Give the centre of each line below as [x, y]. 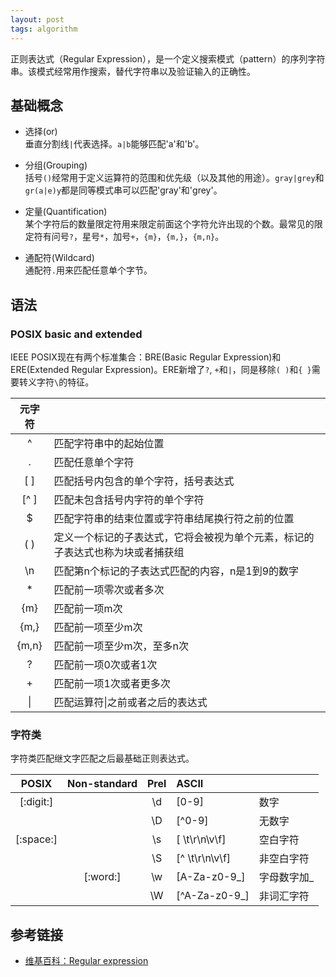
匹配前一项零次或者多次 [109, 589]
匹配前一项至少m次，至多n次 [121, 646]
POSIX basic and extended [76, 334]
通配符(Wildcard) [59, 258]
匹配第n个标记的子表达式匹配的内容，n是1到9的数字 [176, 571]
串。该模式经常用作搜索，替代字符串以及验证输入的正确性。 [133, 71]
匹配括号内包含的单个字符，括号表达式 [144, 481]
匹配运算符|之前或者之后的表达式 [130, 702]
